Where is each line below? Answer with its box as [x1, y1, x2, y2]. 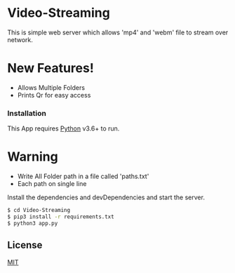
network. [7, 35, 34, 44]
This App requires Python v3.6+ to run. [7, 124, 120, 133]
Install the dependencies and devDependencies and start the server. [7, 193, 206, 201]
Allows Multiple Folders [17, 83, 86, 92]
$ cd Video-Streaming [7, 207, 71, 214]
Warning [7, 149, 58, 165]
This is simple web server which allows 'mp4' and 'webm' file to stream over [7, 28, 229, 36]
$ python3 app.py [7, 220, 58, 227]
